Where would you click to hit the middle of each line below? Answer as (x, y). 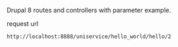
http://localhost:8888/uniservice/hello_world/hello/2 (89, 36)
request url (23, 23)
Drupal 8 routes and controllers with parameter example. (89, 10)
